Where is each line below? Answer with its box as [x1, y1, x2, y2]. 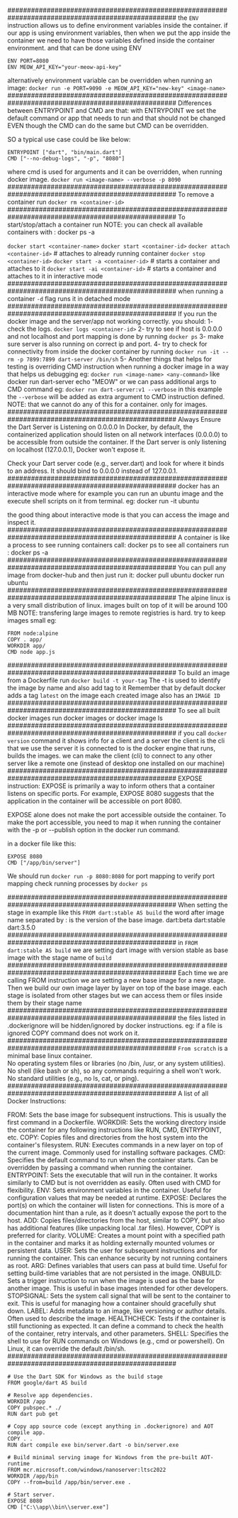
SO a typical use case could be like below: [7, 135, 131, 143]
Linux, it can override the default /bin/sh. [7, 1345, 126, 1353]
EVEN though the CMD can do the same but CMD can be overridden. [7, 121, 209, 130]
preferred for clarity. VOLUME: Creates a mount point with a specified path [7, 1231, 225, 1240]
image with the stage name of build [7, 954, 112, 961]
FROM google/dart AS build [7, 1380, 87, 1387]
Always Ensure [178, 415, 222, 423]
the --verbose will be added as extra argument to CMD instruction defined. [7, 393, 225, 400]
